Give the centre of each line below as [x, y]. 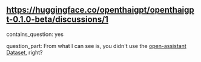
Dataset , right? [25, 52]
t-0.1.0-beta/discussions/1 [58, 20]
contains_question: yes [35, 34]
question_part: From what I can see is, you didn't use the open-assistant [96, 46]
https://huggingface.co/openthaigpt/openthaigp [100, 10]
